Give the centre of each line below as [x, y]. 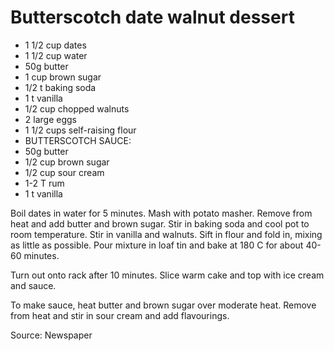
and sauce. [33, 285]
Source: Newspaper [51, 335]
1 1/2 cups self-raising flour [80, 130]
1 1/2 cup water [56, 55]
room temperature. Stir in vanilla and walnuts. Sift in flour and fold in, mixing [166, 234]
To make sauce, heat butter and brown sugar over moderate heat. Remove [163, 305]
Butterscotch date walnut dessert [152, 17]
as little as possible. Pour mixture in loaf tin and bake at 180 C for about [157, 245]
